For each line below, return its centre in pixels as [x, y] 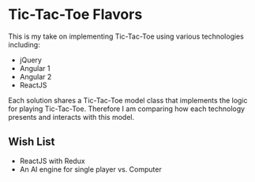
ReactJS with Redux [52, 161]
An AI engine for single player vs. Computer [90, 169]
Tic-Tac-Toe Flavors [75, 15]
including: [24, 44]
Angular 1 [35, 68]
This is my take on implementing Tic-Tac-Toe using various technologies [126, 36]
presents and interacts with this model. [71, 117]
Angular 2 [36, 76]
